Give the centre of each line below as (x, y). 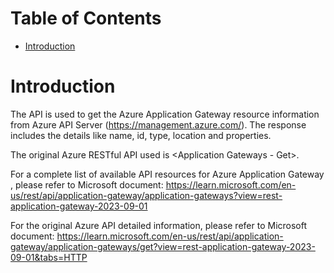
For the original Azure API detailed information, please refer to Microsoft (159, 225)
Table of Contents (86, 18)
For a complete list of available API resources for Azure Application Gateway (167, 174)
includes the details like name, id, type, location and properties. (141, 135)
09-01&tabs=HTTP (49, 257)
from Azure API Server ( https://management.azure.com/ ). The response (158, 124)
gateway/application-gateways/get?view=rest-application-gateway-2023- (163, 246)
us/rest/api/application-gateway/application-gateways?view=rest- (146, 195)
